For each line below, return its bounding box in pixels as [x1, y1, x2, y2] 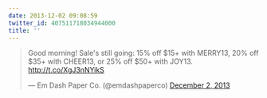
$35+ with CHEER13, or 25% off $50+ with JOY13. [27, 57, 194, 66]
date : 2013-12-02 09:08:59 [8, 11, 98, 20]
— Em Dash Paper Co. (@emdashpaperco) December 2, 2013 [27, 80, 230, 90]
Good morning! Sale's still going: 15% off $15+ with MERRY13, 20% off [27, 49, 259, 58]
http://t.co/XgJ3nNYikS [27, 65, 105, 75]
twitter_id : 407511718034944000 [8, 19, 116, 27]
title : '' [8, 26, 41, 34]
